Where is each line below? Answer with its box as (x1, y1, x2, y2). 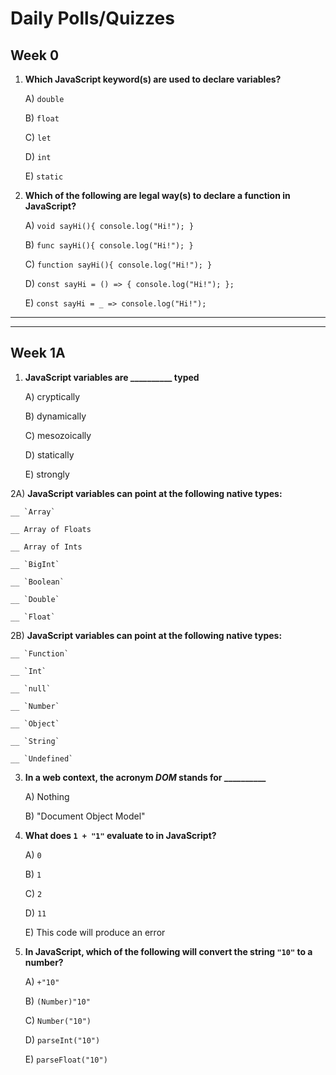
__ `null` (10, 683, 52, 694)
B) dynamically (24, 410, 87, 422)
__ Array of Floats (10, 524, 92, 534)
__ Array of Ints (10, 542, 83, 552)
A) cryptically (24, 390, 81, 402)
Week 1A (10, 345, 66, 362)
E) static (24, 170, 64, 182)
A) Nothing (24, 790, 70, 802)
